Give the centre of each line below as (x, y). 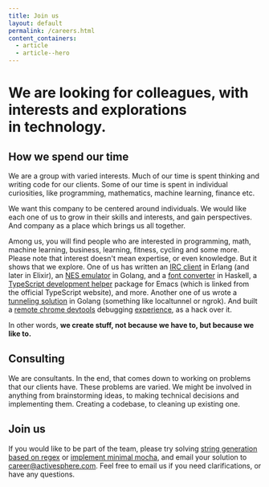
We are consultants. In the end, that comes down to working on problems (130, 378)
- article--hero (43, 53)
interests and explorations (98, 110)
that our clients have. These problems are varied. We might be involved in (130, 387)
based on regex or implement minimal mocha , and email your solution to (128, 457)
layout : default (35, 23)
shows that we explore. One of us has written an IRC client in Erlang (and (129, 267)
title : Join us (34, 16)
